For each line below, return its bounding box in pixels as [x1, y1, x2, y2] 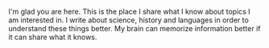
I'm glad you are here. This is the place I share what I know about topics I [8, 7, 251, 16]
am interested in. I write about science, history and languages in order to [8, 15, 250, 25]
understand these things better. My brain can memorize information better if [8, 24, 261, 33]
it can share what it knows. [8, 32, 97, 42]
